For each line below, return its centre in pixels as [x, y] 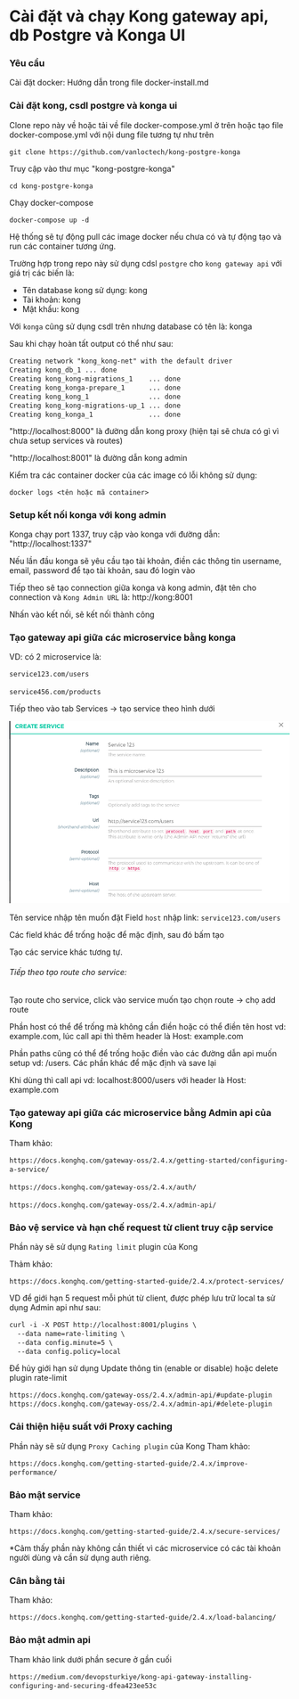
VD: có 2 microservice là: [56, 657]
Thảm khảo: [31, 1264]
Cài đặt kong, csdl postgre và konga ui [93, 106]
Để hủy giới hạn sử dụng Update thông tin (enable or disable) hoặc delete [144, 1368]
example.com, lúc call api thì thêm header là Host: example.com [126, 1036]
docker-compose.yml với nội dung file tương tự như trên [112, 135]
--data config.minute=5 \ [65, 1343]
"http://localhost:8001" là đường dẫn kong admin [98, 457]
